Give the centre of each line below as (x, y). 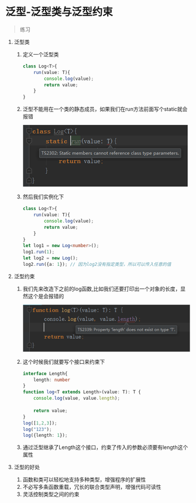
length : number (52, 380)
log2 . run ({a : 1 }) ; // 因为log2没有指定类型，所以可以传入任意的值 (97, 265)
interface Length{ (45, 373)
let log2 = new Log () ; (50, 258)
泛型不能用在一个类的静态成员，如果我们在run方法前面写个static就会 (105, 109)
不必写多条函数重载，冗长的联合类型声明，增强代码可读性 (92, 487)
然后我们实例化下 (43, 197)
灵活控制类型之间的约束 (51, 494)
